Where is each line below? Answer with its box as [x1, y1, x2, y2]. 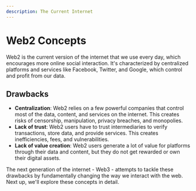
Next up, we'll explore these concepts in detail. [6, 179, 120, 186]
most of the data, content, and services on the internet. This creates [14, 111, 180, 118]
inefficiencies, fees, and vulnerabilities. [14, 136, 110, 143]
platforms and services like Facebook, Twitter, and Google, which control [6, 66, 183, 73]
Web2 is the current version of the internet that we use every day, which [6, 53, 181, 61]
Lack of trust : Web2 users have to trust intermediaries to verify [14, 123, 168, 130]
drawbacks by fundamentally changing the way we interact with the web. [6, 172, 183, 179]
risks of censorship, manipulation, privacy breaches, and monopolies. [14, 117, 183, 124]
